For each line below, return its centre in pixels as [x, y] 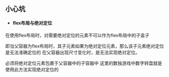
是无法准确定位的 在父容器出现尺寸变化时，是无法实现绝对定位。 [73, 52]
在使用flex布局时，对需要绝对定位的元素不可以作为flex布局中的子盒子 [77, 35]
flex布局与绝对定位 [32, 23]
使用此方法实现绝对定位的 [32, 69]
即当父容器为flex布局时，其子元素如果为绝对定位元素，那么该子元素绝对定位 [85, 46]
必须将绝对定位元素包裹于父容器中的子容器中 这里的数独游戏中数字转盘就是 [84, 63]
